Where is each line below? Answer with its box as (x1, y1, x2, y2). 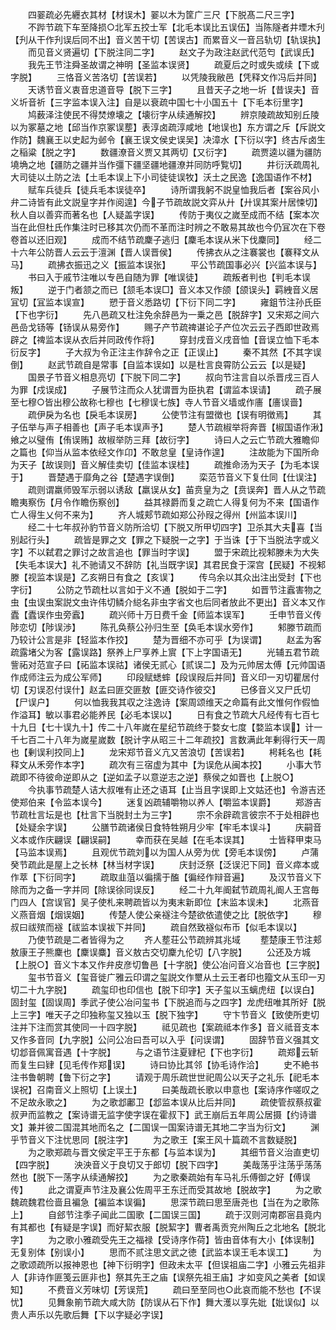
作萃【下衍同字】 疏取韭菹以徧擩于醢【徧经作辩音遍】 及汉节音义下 (10, 871, 322, 883)
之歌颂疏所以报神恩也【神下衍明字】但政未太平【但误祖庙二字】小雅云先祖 (10, 1259, 317, 1270)
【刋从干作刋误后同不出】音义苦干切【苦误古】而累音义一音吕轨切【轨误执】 (10, 34, 326, 45)
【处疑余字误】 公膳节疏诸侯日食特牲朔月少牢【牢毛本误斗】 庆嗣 (10, 821, 313, 833)
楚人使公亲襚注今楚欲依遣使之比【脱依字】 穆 (117, 909, 322, 920)
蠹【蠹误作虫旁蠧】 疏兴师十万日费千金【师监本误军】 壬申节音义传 (10, 609, 322, 620)
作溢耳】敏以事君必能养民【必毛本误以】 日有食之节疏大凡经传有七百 (10, 709, 311, 720)
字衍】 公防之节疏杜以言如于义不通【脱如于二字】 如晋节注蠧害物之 (10, 584, 322, 595)
